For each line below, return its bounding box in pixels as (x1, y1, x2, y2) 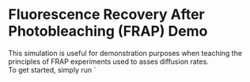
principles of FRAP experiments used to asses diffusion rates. (8, 57, 210, 66)
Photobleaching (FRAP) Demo (8, 22, 208, 40)
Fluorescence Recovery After (8, 6, 205, 24)
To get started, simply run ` (8, 65, 97, 74)
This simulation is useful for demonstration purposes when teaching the (8, 48, 243, 58)
